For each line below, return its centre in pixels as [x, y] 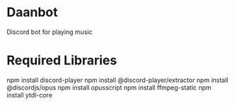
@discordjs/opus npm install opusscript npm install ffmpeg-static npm [109, 87]
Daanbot [32, 12]
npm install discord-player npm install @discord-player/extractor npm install [117, 80]
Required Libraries [62, 60]
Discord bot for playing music [50, 32]
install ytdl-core [29, 95]
